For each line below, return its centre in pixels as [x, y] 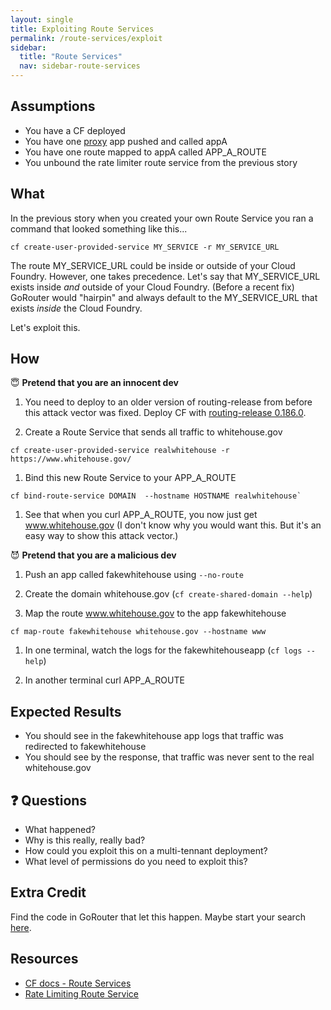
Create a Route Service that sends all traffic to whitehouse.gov [153, 432]
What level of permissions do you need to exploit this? [136, 862]
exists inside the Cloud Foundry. [76, 308]
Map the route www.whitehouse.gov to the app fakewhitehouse [155, 613]
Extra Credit [48, 892]
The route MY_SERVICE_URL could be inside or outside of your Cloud [153, 265]
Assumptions [53, 106]
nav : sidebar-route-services [80, 66]
